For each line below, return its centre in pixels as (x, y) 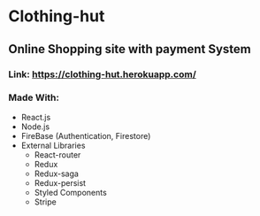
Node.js (35, 127)
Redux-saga (56, 174)
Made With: (34, 97)
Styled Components (70, 192)
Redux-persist (60, 182)
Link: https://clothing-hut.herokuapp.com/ (102, 74)
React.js (36, 117)
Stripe (45, 202)
